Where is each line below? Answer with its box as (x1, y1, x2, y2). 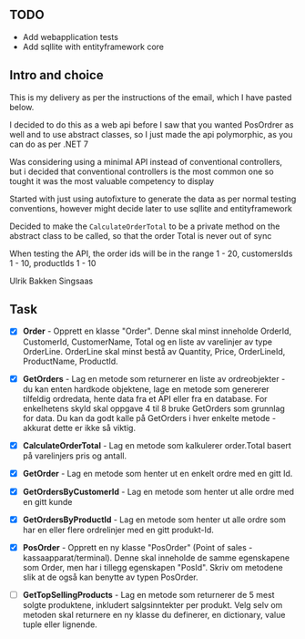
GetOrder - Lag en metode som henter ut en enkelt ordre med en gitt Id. (22, 468, 293, 479)
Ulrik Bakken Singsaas (9, 275, 94, 286)
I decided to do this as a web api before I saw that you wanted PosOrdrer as (9, 119, 294, 130)
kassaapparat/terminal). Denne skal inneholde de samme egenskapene (22, 551, 290, 563)
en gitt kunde (22, 496, 73, 507)
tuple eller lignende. (22, 619, 97, 630)
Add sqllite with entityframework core (22, 41, 164, 52)
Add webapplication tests (22, 31, 118, 42)
